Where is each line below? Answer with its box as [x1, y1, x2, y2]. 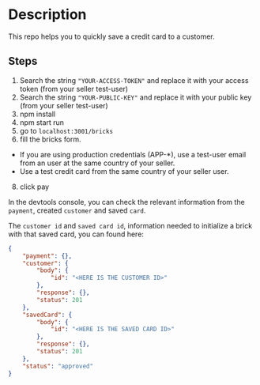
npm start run [19, 117, 65, 127]
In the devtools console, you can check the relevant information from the [8, 197, 245, 206]
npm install [19, 109, 56, 119]
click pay [19, 182, 50, 191]
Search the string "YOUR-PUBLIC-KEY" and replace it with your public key [19, 92, 252, 102]
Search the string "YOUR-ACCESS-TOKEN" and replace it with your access [19, 75, 249, 85]
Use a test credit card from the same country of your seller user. [19, 166, 229, 176]
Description [8, 6, 87, 24]
